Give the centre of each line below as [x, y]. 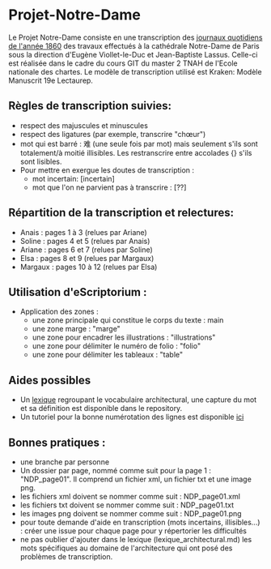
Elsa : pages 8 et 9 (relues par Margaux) [87, 258]
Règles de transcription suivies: [90, 106]
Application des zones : [59, 312]
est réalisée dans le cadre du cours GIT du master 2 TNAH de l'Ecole [123, 63]
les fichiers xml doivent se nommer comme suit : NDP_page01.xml [130, 496]
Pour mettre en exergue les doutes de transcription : [107, 170]
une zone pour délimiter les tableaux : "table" [108, 355]
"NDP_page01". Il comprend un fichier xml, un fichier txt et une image [136, 479]
